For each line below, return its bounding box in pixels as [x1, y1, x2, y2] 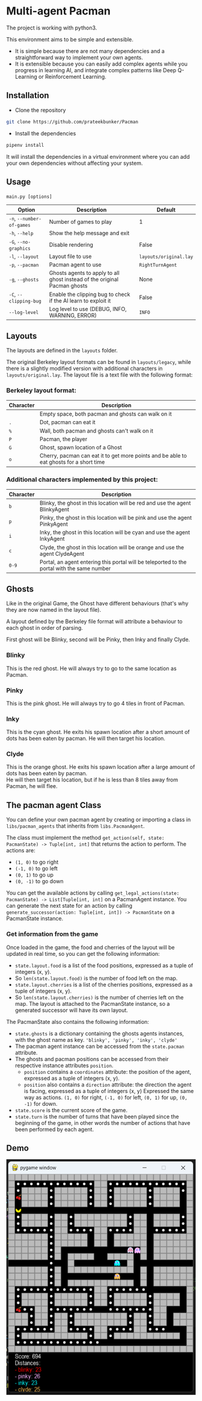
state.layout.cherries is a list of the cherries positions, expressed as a [14, 981, 193, 988]
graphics [8, 245, 31, 251]
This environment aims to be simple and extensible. [6, 35, 134, 43]
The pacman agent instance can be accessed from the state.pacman [14, 1042, 185, 1050]
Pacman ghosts [49, 282, 88, 289]
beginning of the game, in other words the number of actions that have [14, 1119, 191, 1126]
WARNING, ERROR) [49, 312, 97, 319]
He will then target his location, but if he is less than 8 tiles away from [6, 776, 179, 783]
